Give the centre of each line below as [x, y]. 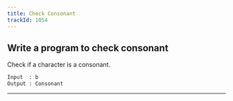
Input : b [23, 77]
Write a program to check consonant [88, 48]
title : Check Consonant [42, 13]
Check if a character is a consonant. [59, 65]
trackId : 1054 [28, 20]
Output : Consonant [35, 84]
